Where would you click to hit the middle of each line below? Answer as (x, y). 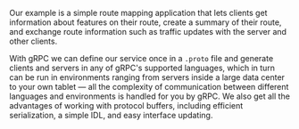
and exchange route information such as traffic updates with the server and (148, 32)
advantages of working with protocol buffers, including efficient (126, 105)
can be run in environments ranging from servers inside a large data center (147, 77)
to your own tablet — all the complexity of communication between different (149, 87)
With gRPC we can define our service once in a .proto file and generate (141, 58)
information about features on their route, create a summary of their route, (145, 22)
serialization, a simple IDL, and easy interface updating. (111, 115)
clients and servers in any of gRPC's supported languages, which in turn (142, 68)
